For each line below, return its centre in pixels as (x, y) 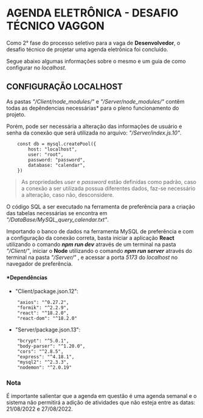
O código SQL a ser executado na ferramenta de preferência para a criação (101, 207)
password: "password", (57, 160)
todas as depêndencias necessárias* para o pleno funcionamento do (93, 108)
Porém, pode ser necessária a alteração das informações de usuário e (94, 126)
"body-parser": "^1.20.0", (51, 346)
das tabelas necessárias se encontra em (57, 213)
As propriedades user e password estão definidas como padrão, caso (108, 182)
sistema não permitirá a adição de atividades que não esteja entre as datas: (101, 403)
